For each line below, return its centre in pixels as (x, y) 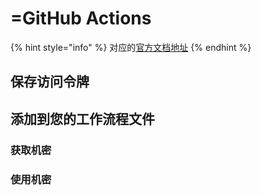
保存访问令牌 (50, 82)
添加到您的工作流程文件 (82, 118)
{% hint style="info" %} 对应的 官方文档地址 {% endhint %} (131, 47)
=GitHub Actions (81, 18)
